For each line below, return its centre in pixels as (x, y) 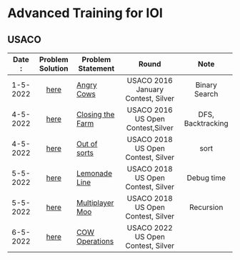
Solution (54, 68)
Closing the (95, 114)
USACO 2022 (150, 228)
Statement (96, 68)
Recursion (206, 207)
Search (206, 94)
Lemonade (94, 173)
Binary (206, 85)
